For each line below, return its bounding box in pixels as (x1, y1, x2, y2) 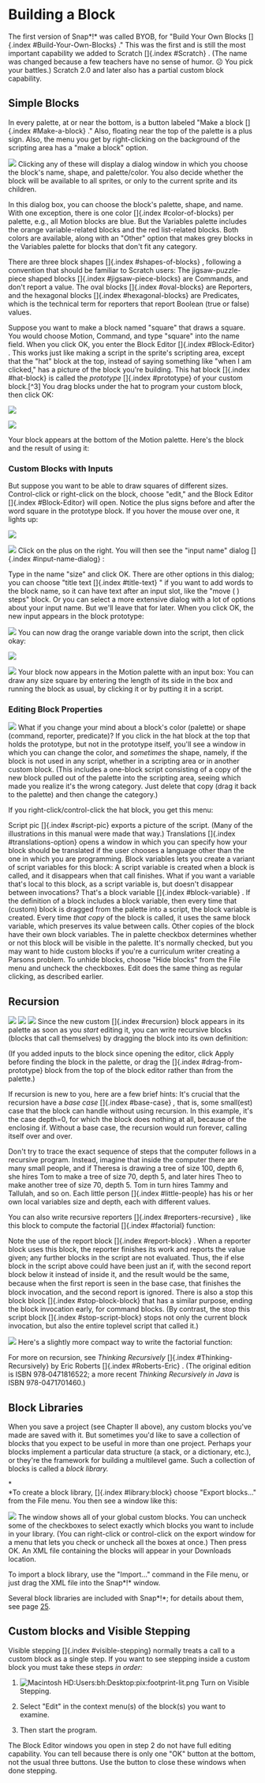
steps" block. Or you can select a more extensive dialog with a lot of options (8, 595, 256, 604)
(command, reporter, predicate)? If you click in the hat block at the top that (8, 731, 251, 741)
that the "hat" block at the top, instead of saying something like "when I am (8, 356, 252, 365)
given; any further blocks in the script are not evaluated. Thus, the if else (8, 1253, 244, 1263)
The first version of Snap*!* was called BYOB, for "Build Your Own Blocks (8, 32, 247, 41)
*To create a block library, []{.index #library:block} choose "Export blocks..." (8, 1487, 257, 1497)
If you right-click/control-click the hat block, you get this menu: (8, 805, 214, 815)
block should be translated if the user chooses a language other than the (8, 846, 244, 856)
